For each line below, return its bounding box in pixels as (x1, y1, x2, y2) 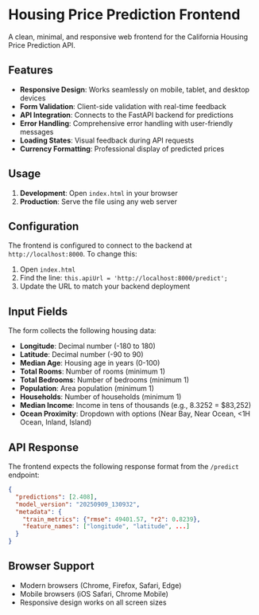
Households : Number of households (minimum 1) (19, 392, 182, 402)
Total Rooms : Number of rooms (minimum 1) (19, 366, 165, 376)
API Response (8, 441, 79, 454)
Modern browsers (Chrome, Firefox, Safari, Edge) (19, 580, 182, 590)
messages (19, 127, 54, 136)
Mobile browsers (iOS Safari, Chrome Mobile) (19, 589, 169, 598)
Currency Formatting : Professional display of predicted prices (19, 143, 225, 153)
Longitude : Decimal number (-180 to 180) (19, 341, 157, 351)
